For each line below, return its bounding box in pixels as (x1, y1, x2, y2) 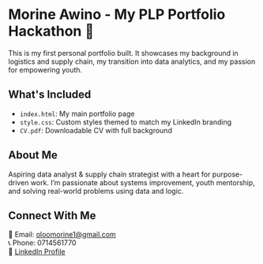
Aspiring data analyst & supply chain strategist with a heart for (8, 169, 211, 179)
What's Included (8, 88, 92, 102)
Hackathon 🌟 (8, 22, 95, 40)
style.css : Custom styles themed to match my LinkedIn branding (19, 117, 232, 127)
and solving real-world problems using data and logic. (8, 186, 184, 195)
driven (8, 177, 29, 187)
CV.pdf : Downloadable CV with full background (19, 125, 172, 135)
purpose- (212, 169, 243, 179)
